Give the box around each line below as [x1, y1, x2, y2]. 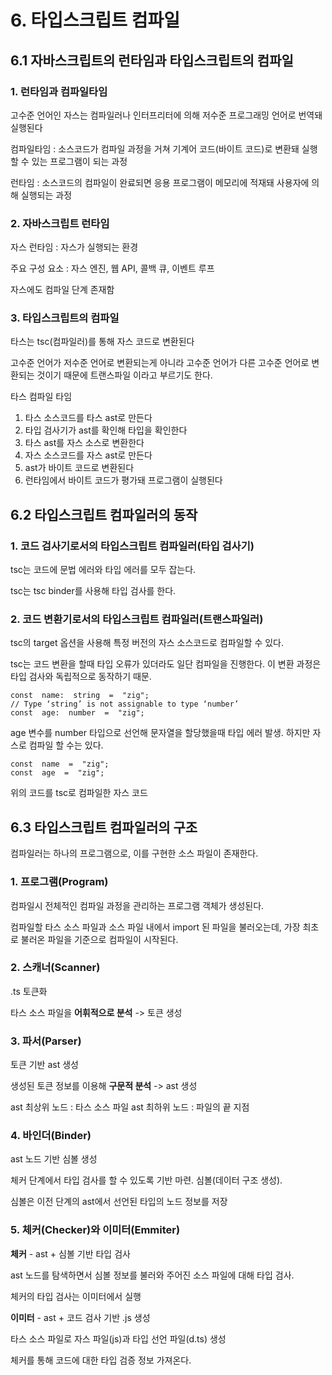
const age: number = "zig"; [10, 708, 145, 718]
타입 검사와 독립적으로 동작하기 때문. [10, 671, 152, 683]
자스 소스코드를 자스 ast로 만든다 [24, 449, 153, 461]
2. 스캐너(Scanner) [10, 961, 101, 975]
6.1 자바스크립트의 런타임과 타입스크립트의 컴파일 [10, 52, 294, 69]
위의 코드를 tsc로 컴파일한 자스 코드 [10, 787, 148, 799]
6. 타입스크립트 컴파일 [10, 9, 180, 32]
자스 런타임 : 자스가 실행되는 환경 [10, 241, 139, 253]
